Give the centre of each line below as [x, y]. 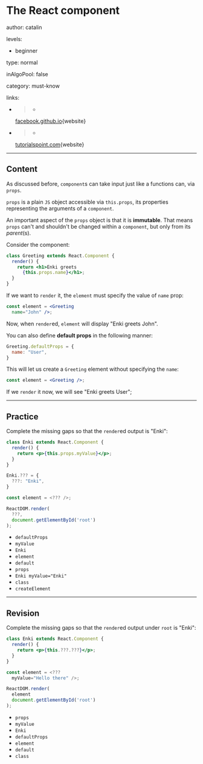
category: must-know [33, 86]
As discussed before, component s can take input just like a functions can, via [101, 184]
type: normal [22, 62]
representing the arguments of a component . [60, 208]
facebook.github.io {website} [50, 121]
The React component [63, 11]
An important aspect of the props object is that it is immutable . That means [100, 220]
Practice [22, 416]
